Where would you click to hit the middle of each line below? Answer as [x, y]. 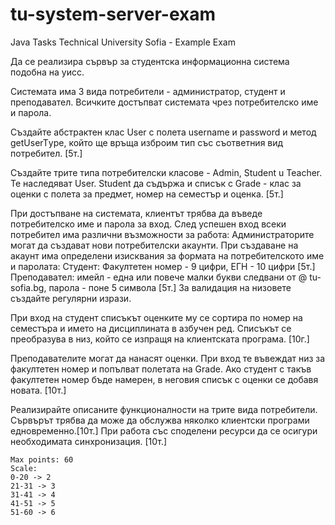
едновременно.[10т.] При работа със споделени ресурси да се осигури [164, 430]
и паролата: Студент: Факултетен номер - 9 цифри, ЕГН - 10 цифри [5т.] [163, 266]
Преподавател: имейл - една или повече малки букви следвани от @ [159, 277]
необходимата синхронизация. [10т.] [89, 441]
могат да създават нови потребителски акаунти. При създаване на [154, 245]
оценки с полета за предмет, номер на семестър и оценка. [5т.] [147, 194]
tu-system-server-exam [113, 14]
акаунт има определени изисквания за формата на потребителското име [167, 255]
